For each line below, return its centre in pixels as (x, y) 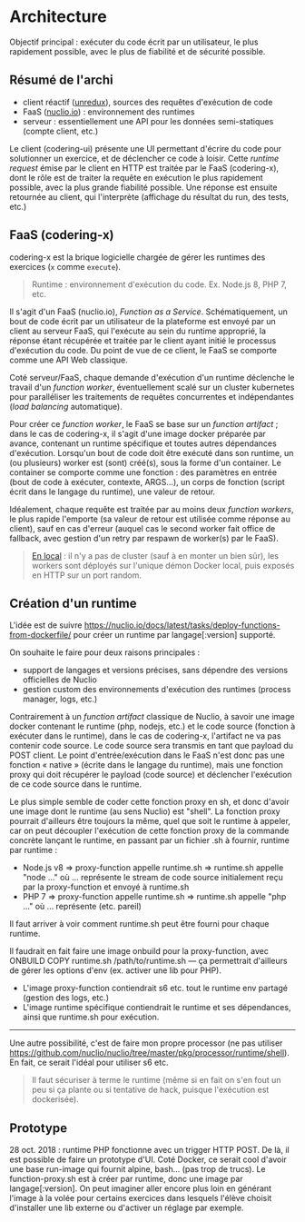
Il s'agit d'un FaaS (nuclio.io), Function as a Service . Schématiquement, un (149, 312)
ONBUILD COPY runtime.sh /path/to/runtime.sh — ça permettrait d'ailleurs (148, 961)
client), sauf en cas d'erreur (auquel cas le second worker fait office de (143, 528)
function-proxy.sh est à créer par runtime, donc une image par (126, 1179)
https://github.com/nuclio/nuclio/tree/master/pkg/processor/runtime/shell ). (150, 1053)
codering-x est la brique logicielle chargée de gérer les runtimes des (138, 257)
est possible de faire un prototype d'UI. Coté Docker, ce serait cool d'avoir (148, 1159)
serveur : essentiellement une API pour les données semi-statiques (148, 121)
